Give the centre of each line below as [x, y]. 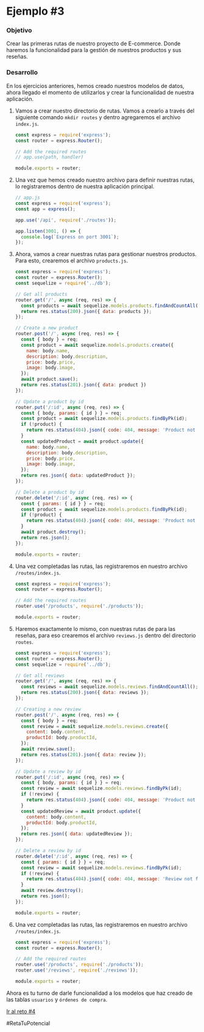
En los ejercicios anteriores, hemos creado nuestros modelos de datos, [95, 86]
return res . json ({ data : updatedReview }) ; [77, 834]
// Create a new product [47, 328]
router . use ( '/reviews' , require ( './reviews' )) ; [77, 970]
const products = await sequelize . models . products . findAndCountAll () [111, 306]
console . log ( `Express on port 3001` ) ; [70, 237]
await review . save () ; [48, 749]
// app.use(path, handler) [49, 157]
